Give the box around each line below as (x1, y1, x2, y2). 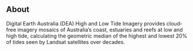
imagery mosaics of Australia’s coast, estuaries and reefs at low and (17, 26, 183, 33)
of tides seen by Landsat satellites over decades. (6, 38, 125, 45)
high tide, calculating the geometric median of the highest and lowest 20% (6, 32, 188, 39)
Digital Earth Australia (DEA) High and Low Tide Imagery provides (6, 20, 165, 27)
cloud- (166, 20, 183, 27)
